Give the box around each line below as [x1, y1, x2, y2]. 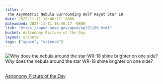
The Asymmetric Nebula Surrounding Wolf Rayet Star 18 [7, 12, 123, 17]
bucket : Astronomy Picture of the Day [5, 30, 85, 35]
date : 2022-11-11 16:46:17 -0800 [5, 16, 75, 21]
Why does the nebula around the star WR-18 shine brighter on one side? [5, 58, 153, 64]
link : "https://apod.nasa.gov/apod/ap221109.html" [5, 26, 112, 31]
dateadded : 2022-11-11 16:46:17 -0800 [5, 21, 85, 26]
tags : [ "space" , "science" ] [5, 40, 64, 44]
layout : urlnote [5, 35, 39, 40]
